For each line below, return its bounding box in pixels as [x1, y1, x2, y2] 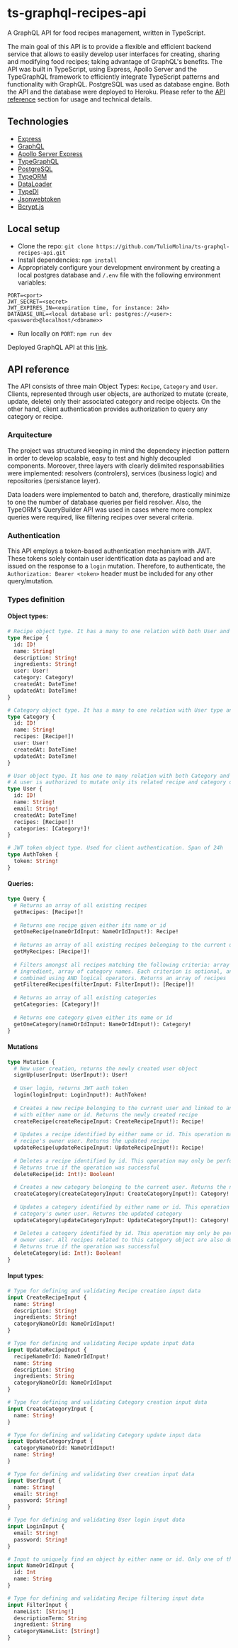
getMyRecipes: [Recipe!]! [13, 948, 91, 955]
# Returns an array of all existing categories [13, 994, 157, 1001]
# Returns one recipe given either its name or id [13, 921, 166, 929]
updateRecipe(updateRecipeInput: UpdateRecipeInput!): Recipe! [13, 1144, 204, 1151]
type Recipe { [7, 634, 50, 642]
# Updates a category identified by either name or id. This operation [13, 1203, 230, 1211]
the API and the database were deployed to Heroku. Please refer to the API [7, 87, 225, 96]
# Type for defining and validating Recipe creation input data [7, 1287, 201, 1295]
